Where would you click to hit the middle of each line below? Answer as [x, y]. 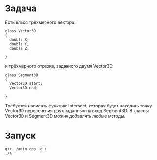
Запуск [21, 136]
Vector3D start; [26, 83]
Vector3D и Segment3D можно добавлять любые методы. [65, 116]
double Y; [19, 44]
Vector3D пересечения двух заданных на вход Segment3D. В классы [77, 110]
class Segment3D [22, 75]
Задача [21, 9]
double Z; [19, 48]
